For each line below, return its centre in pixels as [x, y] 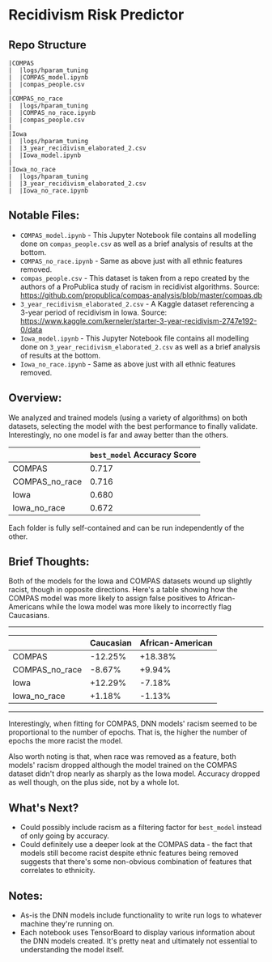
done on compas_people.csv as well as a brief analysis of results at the [136, 244]
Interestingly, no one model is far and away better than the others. [119, 434]
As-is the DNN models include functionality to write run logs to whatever [141, 915]
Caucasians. [29, 616]
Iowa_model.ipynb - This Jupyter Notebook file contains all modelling [134, 338]
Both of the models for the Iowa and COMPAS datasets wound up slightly [130, 581]
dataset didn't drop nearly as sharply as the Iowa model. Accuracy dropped [134, 773]
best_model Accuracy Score [143, 455]
